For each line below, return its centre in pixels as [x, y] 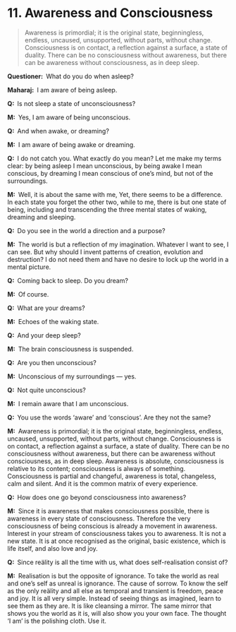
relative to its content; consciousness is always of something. [97, 468]
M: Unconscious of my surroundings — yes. [72, 376]
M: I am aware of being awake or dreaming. [71, 144]
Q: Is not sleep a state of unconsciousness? [72, 103]
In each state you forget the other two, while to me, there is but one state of [117, 202]
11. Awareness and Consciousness [110, 13]
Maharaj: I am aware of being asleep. [62, 90]
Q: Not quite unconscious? [47, 390]
